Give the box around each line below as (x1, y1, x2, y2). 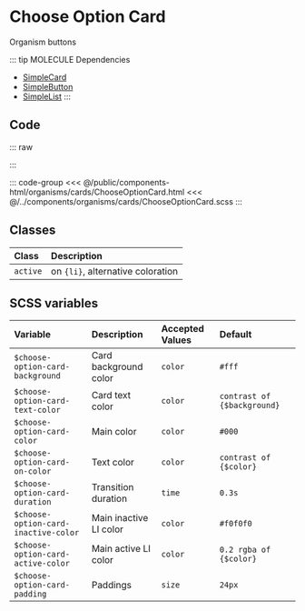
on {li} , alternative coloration (51, 265, 179, 277)
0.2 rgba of (219, 545, 271, 556)
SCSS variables (9, 295, 99, 311)
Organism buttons (9, 36, 77, 47)
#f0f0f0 (219, 518, 252, 529)
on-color (14, 466, 52, 476)
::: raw (9, 141, 34, 152)
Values (161, 334, 192, 346)
